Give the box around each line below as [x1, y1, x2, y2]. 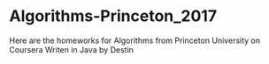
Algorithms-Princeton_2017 [9, 6, 218, 26]
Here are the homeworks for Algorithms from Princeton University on [9, 35, 261, 46]
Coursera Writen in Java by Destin [9, 44, 134, 54]
